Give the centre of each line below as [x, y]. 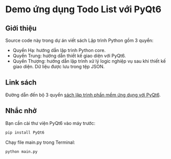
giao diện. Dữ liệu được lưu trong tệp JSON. [59, 67]
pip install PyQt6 [25, 132]
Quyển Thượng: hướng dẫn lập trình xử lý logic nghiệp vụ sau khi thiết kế [89, 61]
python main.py [22, 151]
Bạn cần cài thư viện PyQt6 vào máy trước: [50, 123]
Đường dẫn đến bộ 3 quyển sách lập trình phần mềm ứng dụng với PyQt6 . [83, 95]
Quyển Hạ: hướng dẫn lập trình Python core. [59, 50]
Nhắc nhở [21, 111]
